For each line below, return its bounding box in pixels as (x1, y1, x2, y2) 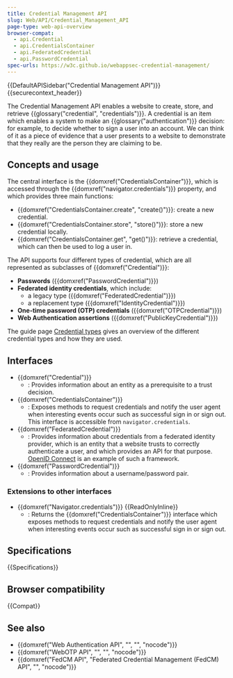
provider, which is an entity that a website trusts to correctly (27, 439, 200, 449)
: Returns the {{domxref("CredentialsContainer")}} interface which (27, 510, 218, 518)
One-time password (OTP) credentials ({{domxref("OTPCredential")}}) (17, 307, 223, 315)
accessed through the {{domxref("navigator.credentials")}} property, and (7, 185, 217, 193)
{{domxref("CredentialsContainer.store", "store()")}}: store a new (17, 220, 204, 229)
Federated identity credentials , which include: (17, 284, 152, 293)
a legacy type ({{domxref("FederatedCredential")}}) (27, 291, 176, 300)
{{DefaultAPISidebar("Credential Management (7, 81, 139, 89)
